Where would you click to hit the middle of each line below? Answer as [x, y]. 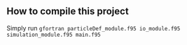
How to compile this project [68, 11]
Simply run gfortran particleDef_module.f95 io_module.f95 [93, 28]
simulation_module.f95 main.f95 [54, 35]
